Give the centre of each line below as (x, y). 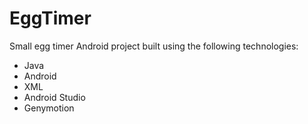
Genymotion (49, 108)
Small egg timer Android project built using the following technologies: (154, 46)
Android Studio (54, 97)
